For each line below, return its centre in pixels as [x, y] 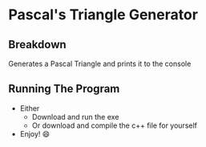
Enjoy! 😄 [35, 133]
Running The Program [64, 89]
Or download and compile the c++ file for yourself [115, 125]
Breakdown [37, 45]
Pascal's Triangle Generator [103, 15]
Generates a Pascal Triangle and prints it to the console [100, 63]
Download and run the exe [75, 116]
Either [30, 108]
